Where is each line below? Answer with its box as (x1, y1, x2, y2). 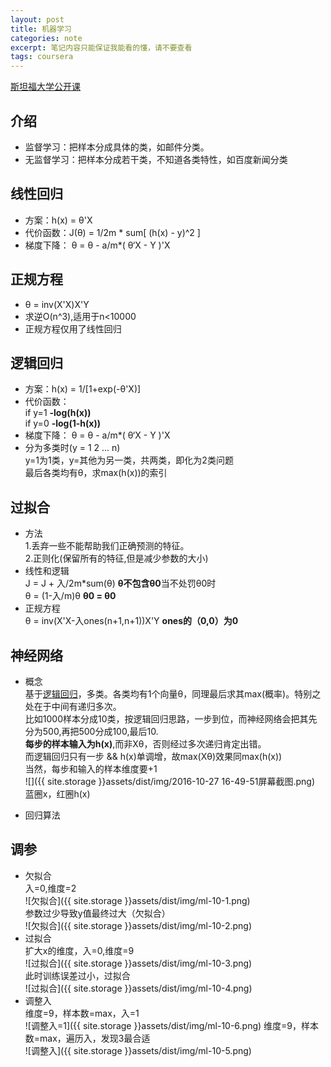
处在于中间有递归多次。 (24, 701, 122, 712)
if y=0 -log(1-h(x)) (24, 417, 101, 430)
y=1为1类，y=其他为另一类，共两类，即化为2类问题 (24, 454, 234, 466)
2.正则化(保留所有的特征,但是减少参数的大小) (24, 552, 209, 565)
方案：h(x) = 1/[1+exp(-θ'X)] (24, 383, 142, 395)
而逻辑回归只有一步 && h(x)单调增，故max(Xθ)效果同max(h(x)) (24, 751, 283, 762)
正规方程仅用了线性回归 (24, 322, 122, 335)
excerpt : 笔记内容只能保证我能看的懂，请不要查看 (10, 42, 193, 53)
